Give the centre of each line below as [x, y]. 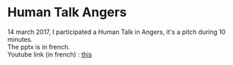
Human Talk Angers [67, 12]
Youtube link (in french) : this [50, 54]
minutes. [20, 39]
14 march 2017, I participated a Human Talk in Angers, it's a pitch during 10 [116, 32]
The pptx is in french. [38, 47]
